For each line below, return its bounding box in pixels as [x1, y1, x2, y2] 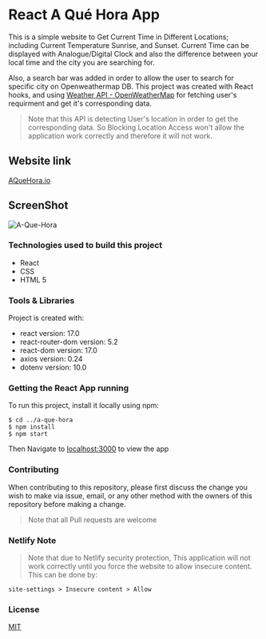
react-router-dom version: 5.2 [19, 337, 118, 347]
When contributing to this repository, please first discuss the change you [8, 482, 248, 492]
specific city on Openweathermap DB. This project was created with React [8, 82, 254, 91]
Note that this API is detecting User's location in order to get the [27, 114, 239, 123]
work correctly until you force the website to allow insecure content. [27, 561, 252, 571]
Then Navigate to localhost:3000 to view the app [8, 444, 169, 453]
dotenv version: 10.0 [19, 362, 87, 373]
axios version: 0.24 [19, 354, 83, 364]
